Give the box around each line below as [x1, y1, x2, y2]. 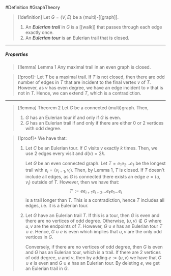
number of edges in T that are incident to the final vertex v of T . [17, 79, 151, 85]
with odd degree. [25, 125, 62, 131]
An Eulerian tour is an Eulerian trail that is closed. [25, 35, 130, 41]
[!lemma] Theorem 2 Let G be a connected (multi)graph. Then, [17, 104, 149, 111]
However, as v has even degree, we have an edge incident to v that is [17, 84, 164, 90]
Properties [5, 51, 28, 57]
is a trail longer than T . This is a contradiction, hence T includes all [25, 197, 164, 203]
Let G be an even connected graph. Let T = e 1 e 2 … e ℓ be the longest [25, 160, 166, 167]
